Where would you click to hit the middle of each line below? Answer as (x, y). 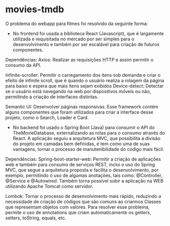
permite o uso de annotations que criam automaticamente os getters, (78, 212)
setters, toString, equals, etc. (36, 218)
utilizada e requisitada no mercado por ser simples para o (73, 39)
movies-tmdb (35, 9)
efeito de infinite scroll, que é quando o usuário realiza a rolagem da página (85, 80)
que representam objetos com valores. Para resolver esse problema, (78, 207)
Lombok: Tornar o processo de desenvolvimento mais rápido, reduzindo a (83, 196)
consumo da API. (23, 65)
